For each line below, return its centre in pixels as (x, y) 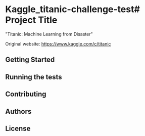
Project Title (31, 20)
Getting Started (30, 60)
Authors (18, 111)
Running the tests (34, 77)
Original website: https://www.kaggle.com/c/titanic (58, 43)
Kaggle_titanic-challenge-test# (73, 9)
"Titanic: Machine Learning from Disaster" (49, 34)
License (18, 128)
